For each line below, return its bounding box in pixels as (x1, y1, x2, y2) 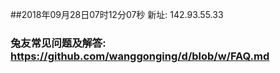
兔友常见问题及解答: (10, 36, 107, 50)
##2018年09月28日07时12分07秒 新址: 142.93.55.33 (10, 9, 224, 20)
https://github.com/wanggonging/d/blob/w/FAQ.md (10, 49, 270, 63)
